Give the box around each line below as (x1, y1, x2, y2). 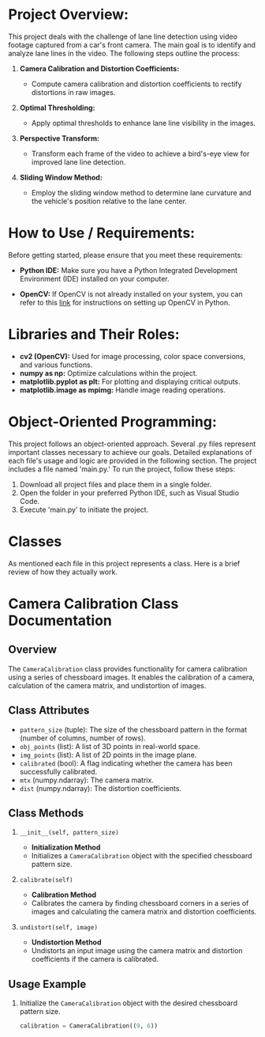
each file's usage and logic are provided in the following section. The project (8, 456, 257, 465)
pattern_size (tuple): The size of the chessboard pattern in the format (19, 725, 248, 734)
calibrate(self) (19, 876, 73, 884)
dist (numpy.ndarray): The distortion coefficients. (19, 783, 182, 793)
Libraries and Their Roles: (8, 326, 180, 343)
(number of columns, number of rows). (19, 733, 146, 743)
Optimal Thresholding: (19, 103, 95, 112)
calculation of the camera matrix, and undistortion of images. (8, 680, 207, 690)
